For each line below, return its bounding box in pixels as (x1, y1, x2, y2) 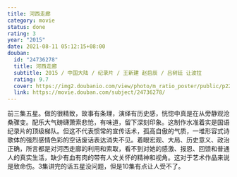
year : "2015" (7, 37, 46, 44)
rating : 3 (7, 30, 37, 37)
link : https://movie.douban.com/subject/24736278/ (13, 89, 166, 96)
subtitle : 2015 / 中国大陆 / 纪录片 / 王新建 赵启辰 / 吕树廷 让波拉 (13, 69, 202, 76)
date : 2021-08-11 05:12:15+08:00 (7, 43, 106, 50)
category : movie (7, 17, 55, 24)
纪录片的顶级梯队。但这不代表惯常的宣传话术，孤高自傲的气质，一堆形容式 (7, 127, 224, 135)
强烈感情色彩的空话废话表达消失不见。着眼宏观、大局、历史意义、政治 (25, 135, 230, 145)
